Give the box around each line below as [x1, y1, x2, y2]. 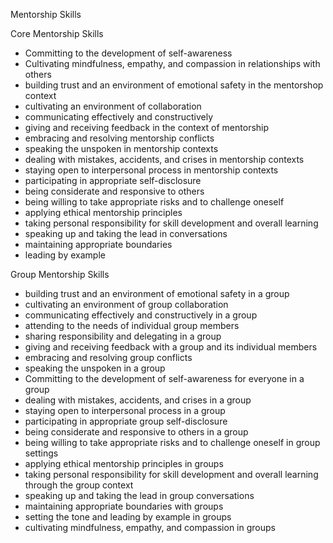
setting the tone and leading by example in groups [24, 511, 232, 523]
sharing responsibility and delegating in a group [24, 330, 222, 342]
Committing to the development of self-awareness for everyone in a [24, 373, 305, 384]
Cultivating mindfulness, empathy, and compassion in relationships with [24, 58, 321, 69]
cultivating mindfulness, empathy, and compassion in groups [24, 522, 276, 533]
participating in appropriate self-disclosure [24, 175, 202, 186]
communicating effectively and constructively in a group [24, 309, 258, 321]
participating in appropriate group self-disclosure [24, 415, 228, 427]
